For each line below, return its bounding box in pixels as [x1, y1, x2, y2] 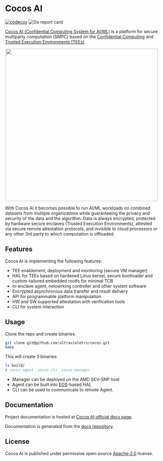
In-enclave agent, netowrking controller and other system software [12, 283, 147, 289]
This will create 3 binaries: [5, 354, 58, 360]
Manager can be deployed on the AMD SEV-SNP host [12, 377, 120, 382]
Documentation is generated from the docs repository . [5, 423, 114, 429]
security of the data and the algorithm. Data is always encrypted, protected [5, 215, 156, 221]
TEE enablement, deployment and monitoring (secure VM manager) [12, 267, 148, 273]
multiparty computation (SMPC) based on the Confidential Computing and [5, 34, 154, 40]
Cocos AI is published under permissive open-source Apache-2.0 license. [5, 450, 153, 456]
